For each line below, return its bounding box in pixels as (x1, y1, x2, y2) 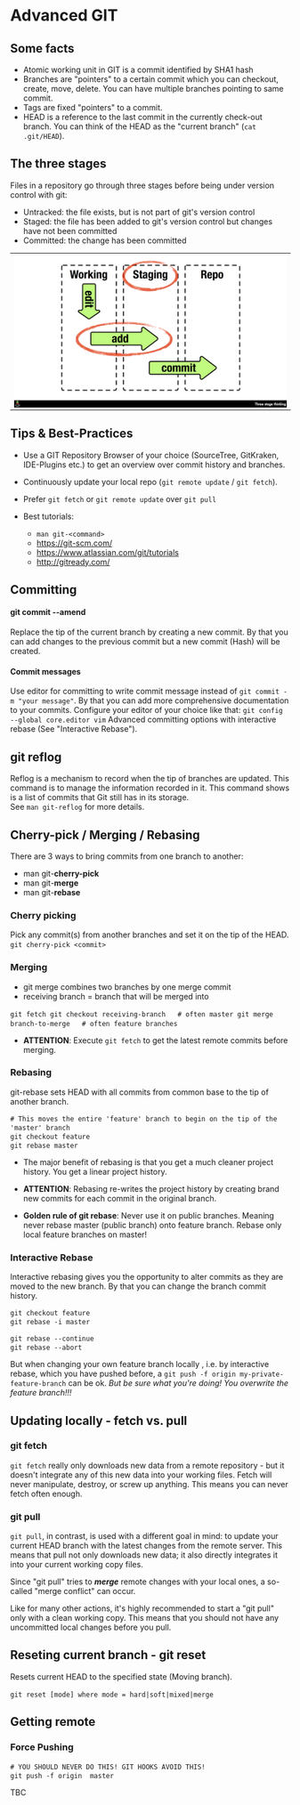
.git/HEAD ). (22, 131, 65, 141)
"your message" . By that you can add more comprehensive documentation (18, 695, 289, 706)
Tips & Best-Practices (10, 426, 134, 441)
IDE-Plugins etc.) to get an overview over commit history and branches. (22, 459, 286, 470)
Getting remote (10, 1714, 96, 1729)
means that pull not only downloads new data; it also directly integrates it (10, 1550, 279, 1560)
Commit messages (10, 666, 81, 676)
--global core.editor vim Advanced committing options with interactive (10, 714, 277, 725)
